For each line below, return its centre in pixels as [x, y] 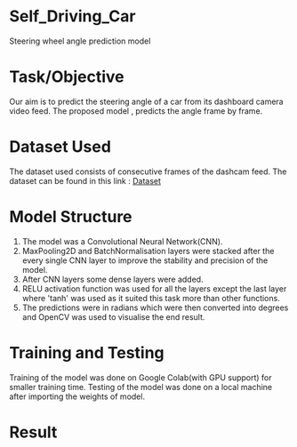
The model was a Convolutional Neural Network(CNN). [122, 241]
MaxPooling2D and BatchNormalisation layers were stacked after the [148, 251]
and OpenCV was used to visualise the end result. [113, 316]
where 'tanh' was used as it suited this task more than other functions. [151, 298]
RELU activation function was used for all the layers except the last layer [154, 288]
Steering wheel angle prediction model [80, 41]
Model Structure [71, 217]
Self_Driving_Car [72, 16]
